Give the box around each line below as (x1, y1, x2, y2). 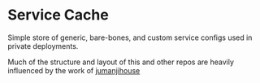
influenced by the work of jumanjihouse (7, 65, 141, 75)
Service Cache (7, 6, 109, 24)
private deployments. (7, 41, 79, 50)
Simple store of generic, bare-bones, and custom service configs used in (7, 33, 253, 42)
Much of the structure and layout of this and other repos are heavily (7, 57, 235, 67)
